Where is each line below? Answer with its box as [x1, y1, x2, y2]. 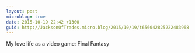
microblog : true [6, 14, 46, 20]
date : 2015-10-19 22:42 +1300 [6, 19, 80, 25]
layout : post [6, 8, 38, 14]
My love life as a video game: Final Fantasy [6, 40, 110, 47]
